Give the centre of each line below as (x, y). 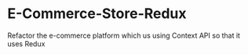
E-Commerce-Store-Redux (97, 14)
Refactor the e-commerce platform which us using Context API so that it (124, 35)
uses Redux (26, 43)
